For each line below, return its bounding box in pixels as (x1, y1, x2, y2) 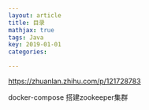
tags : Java (8, 33, 44, 42)
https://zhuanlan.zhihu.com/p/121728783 (8, 76, 141, 86)
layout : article (8, 11, 61, 20)
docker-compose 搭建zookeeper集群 (8, 93, 129, 102)
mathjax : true (8, 26, 55, 34)
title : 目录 (8, 19, 45, 27)
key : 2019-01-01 (8, 41, 61, 49)
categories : (8, 48, 47, 56)
